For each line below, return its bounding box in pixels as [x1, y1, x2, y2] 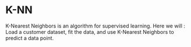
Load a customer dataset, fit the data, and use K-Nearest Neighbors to [5, 28, 174, 35]
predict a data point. [5, 34, 54, 41]
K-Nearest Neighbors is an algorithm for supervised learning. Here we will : [5, 22, 186, 29]
